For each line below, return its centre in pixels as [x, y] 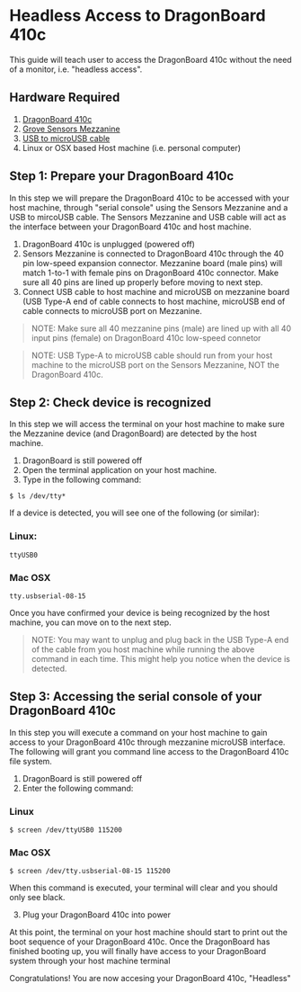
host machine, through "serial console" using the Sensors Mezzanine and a [149, 207]
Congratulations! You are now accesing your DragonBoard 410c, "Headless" [150, 979]
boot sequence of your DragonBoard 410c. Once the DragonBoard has [140, 942]
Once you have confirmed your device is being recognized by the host [140, 612]
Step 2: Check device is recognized [110, 402]
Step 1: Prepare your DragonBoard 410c [122, 176]
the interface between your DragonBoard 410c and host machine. [130, 227]
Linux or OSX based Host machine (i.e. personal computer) [131, 147]
